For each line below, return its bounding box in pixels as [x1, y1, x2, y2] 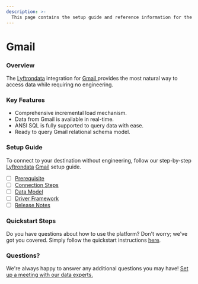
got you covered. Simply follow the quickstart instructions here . [6, 236, 161, 244]
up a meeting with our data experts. [6, 271, 93, 279]
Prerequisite [14, 174, 44, 182]
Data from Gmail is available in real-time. [14, 116, 114, 123]
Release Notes [14, 201, 50, 208]
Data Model [14, 188, 43, 195]
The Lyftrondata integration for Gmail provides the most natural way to [6, 74, 178, 82]
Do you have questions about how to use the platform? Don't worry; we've [6, 230, 188, 238]
